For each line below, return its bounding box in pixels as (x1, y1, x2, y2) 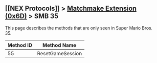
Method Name (42, 42, 77, 48)
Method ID (7, 42, 33, 48)
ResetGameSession (37, 50, 82, 57)
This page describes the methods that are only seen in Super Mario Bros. (5, 25, 153, 31)
